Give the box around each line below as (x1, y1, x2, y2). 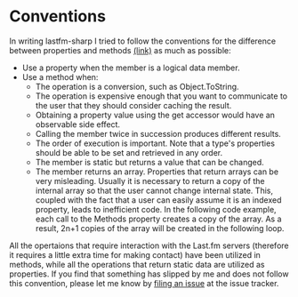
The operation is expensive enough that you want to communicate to (35, 91, 288, 101)
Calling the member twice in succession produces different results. (35, 128, 282, 139)
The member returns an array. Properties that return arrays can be (35, 166, 278, 177)
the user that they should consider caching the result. (35, 100, 232, 110)
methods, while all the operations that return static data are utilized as (9, 259, 265, 269)
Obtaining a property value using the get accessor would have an (35, 109, 276, 120)
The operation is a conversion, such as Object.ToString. (35, 81, 239, 92)
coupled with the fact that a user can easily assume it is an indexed (35, 194, 282, 205)
